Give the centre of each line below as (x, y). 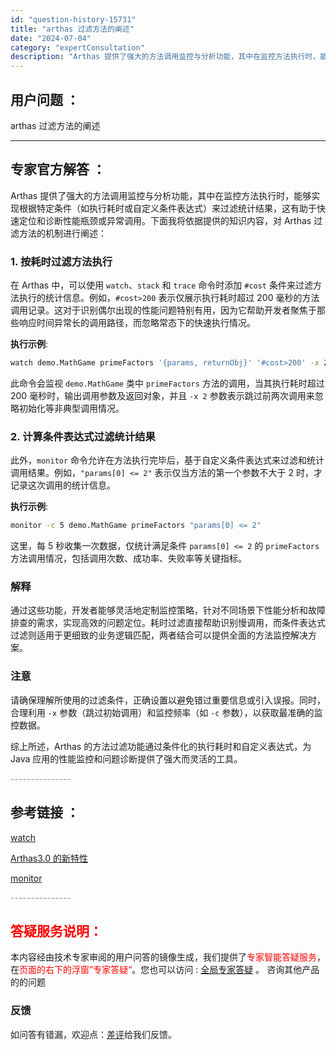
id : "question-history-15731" (73, 19)
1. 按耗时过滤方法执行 (61, 261)
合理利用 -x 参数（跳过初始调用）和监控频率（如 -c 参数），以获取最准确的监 (166, 712)
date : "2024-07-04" (51, 38)
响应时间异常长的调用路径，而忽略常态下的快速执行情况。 (137, 323)
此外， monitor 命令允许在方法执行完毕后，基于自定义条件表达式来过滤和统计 (167, 460)
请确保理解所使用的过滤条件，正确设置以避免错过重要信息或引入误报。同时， (168, 700)
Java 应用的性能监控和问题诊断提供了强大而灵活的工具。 (126, 758)
